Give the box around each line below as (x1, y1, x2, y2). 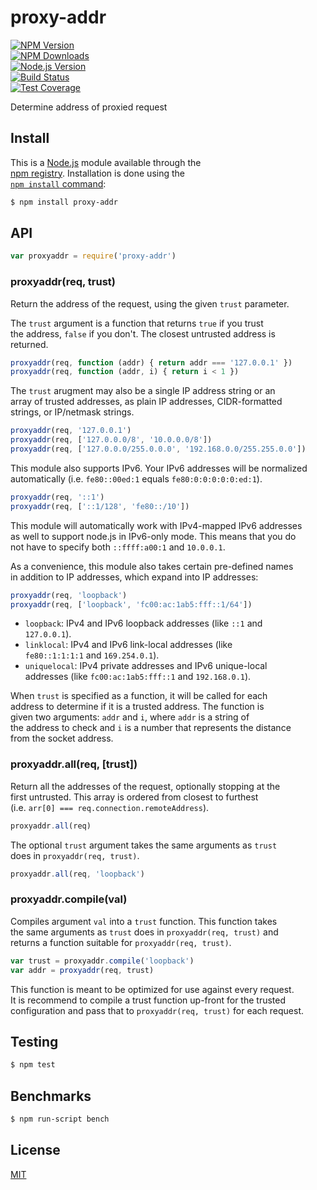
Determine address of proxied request (10, 101, 168, 113)
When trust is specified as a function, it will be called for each (10, 690, 268, 702)
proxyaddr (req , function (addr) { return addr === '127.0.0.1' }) (10, 357, 293, 368)
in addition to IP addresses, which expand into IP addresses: (10, 571, 259, 583)
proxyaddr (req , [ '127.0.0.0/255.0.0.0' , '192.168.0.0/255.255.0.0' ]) (10, 444, 307, 455)
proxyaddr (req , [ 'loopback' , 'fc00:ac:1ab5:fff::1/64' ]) (10, 599, 253, 610)
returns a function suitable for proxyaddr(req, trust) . (10, 936, 232, 948)
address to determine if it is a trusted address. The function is (10, 701, 265, 713)
